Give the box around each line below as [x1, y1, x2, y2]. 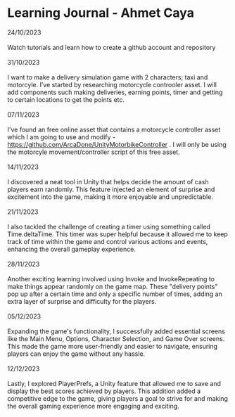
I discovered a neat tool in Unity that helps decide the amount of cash [7, 177, 209, 186]
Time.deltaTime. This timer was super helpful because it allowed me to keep [7, 230, 229, 238]
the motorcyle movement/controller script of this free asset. [7, 148, 181, 156]
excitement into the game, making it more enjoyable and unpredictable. [7, 192, 213, 201]
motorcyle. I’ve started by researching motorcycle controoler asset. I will [7, 80, 217, 89]
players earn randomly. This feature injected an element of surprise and [7, 185, 215, 193]
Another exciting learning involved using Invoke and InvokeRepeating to [7, 274, 215, 283]
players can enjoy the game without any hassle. [7, 349, 146, 358]
